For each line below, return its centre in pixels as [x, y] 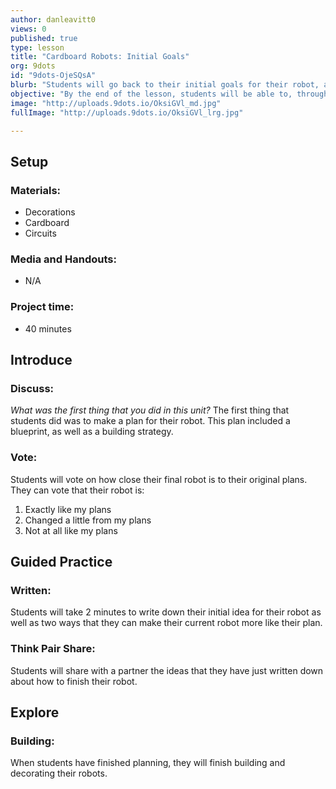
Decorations [50, 212]
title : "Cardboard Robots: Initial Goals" [100, 57]
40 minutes [48, 328]
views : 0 [28, 29]
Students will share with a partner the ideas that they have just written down [167, 670]
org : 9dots [33, 66]
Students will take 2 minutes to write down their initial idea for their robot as [166, 612]
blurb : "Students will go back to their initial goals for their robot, [165, 85]
